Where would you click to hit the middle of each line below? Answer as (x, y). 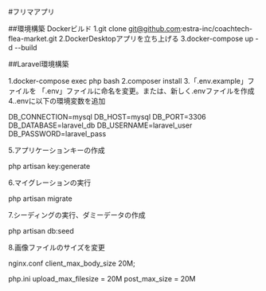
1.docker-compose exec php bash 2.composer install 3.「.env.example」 (128, 81)
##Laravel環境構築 (39, 64)
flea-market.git (33, 39)
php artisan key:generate (49, 166)
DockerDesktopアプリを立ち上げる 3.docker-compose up (159, 39)
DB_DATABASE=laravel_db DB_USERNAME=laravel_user (100, 125)
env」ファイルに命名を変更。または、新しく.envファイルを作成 (151, 91)
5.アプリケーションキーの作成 (57, 150)
